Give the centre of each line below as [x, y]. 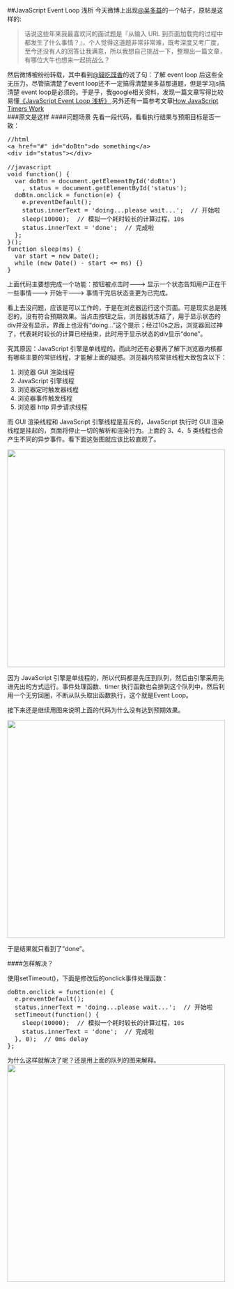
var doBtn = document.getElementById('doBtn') [95, 181]
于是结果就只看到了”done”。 [48, 949]
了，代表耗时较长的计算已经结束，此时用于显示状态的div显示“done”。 [107, 334]
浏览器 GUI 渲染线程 [46, 372]
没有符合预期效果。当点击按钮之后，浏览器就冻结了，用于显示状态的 [123, 316]
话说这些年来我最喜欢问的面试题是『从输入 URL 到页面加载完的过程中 [124, 34]
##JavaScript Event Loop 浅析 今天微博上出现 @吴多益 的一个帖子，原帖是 [112, 10]
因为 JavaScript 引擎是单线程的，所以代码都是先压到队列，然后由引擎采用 [113, 678]
